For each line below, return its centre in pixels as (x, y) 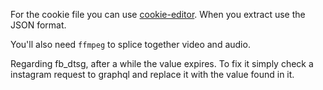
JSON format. (38, 25)
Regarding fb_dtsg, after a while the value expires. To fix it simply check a (162, 63)
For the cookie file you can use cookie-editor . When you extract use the (158, 14)
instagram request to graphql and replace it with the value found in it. (152, 74)
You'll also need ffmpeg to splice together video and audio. (130, 44)
